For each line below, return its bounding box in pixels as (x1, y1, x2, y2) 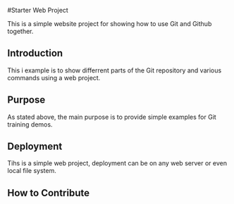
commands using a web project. (7, 73, 101, 82)
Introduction (7, 47, 63, 59)
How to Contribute (7, 186, 90, 199)
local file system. (7, 167, 56, 175)
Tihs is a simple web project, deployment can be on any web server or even (7, 159, 228, 167)
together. (7, 27, 34, 35)
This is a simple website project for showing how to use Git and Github (7, 20, 212, 27)
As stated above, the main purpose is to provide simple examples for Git (7, 113, 216, 121)
